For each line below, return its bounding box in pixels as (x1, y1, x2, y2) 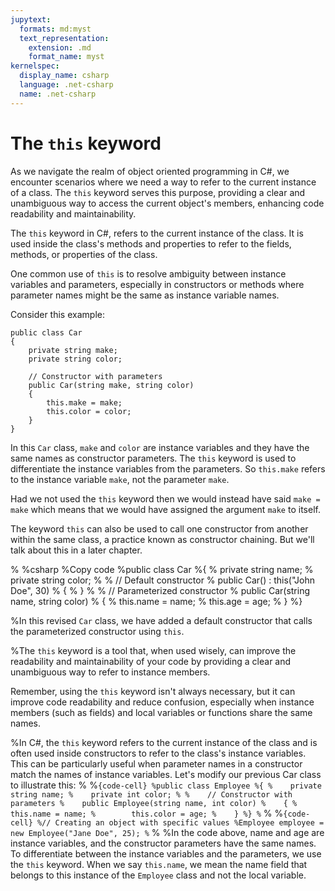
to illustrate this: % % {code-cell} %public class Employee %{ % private (10, 779, 322, 791)
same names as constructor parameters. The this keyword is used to (10, 452, 297, 464)
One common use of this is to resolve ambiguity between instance (10, 267, 287, 280)
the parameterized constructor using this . (10, 625, 185, 637)
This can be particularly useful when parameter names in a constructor (10, 757, 303, 770)
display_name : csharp (19, 71, 110, 81)
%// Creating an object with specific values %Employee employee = (36, 817, 325, 828)
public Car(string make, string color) (28, 380, 195, 390)
